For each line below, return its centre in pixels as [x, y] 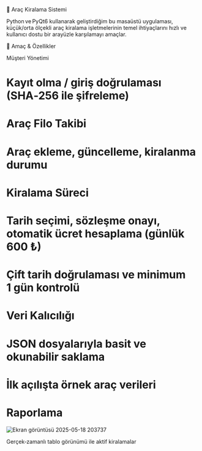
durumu [27, 165]
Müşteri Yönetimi [28, 58]
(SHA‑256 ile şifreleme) [68, 96]
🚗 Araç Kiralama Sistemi [37, 9]
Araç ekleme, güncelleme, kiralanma [101, 151]
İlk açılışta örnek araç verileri [81, 385]
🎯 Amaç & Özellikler [31, 46]
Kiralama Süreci [47, 192]
